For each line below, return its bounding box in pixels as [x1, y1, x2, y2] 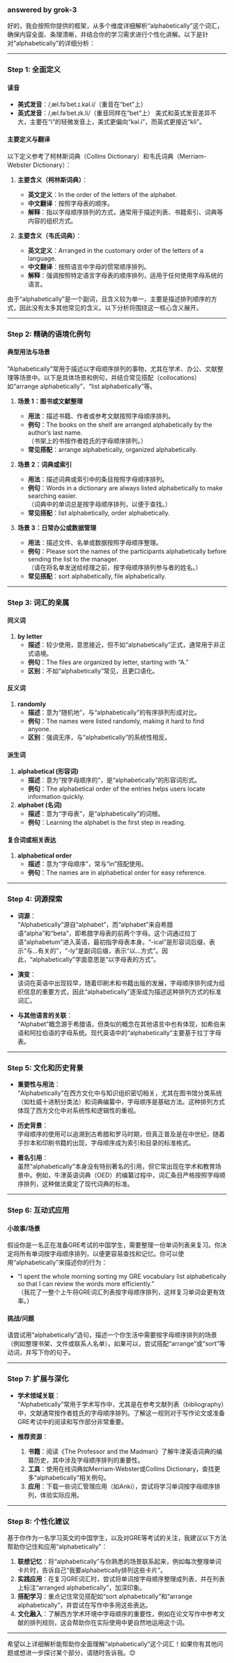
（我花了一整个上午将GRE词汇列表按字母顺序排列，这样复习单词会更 [17, 1288, 213, 1296]
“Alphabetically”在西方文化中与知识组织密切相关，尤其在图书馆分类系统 [17, 1089, 223, 1097]
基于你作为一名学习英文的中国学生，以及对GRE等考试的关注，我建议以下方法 [7, 1534, 227, 1541]
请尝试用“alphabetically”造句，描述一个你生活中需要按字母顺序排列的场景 [7, 1331, 217, 1339]
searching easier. [27, 491, 78, 500]
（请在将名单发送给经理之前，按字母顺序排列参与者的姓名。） [27, 563, 202, 571]
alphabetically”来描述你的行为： [16, 1259, 108, 1267]
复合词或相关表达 [7, 835, 56, 844]
